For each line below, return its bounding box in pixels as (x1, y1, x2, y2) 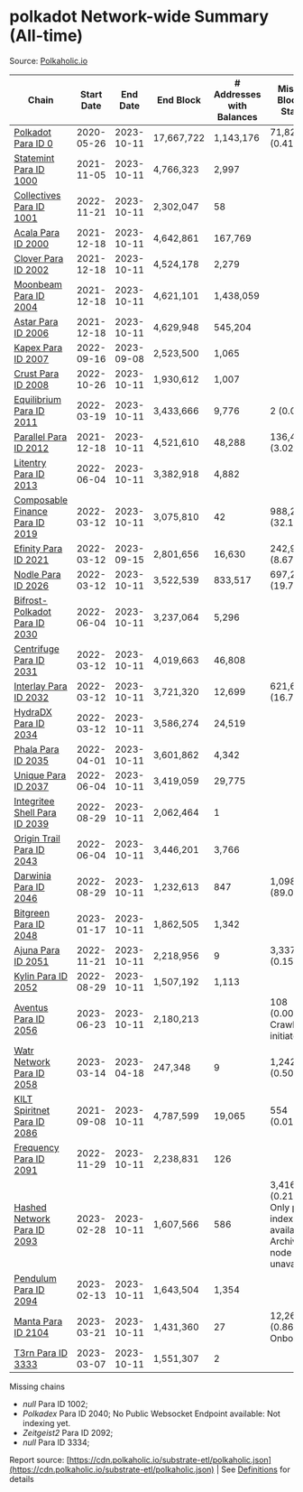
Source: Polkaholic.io (9, 55, 88, 66)
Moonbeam (14, 278, 63, 291)
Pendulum (14, 1272, 57, 1284)
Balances (216, 110, 259, 123)
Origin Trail (14, 832, 60, 845)
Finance (14, 505, 48, 517)
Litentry (14, 456, 47, 468)
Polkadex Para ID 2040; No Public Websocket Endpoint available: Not (22, 1408, 281, 1419)
